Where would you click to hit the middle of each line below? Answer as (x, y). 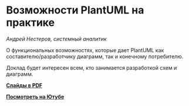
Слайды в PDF (24, 85)
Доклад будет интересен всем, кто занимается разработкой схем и (92, 67)
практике (30, 23)
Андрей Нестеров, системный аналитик (56, 39)
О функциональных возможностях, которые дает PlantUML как (85, 50)
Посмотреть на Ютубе (35, 97)
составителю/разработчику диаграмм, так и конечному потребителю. (95, 56)
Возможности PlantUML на (75, 10)
